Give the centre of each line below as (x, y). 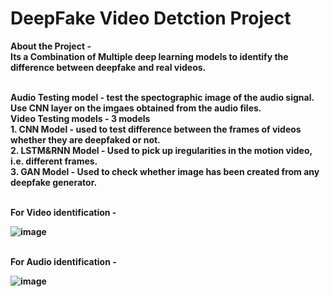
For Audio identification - (63, 261)
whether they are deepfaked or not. (85, 139)
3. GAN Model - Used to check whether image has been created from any (165, 171)
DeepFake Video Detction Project (151, 18)
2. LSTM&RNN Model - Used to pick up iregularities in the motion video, (161, 150)
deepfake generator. (54, 182)
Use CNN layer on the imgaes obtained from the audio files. (136, 108)
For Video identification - (63, 212)
